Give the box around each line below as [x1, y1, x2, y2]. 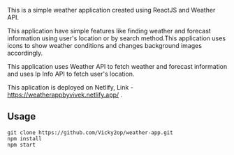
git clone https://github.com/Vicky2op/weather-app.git [7, 129, 173, 136]
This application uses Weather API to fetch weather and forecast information [7, 63, 228, 70]
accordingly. [7, 49, 43, 57]
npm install [7, 135, 42, 142]
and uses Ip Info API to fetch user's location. [7, 70, 135, 78]
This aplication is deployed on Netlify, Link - [7, 83, 134, 91]
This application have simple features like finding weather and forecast [7, 27, 211, 35]
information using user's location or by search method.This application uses [7, 34, 226, 42]
